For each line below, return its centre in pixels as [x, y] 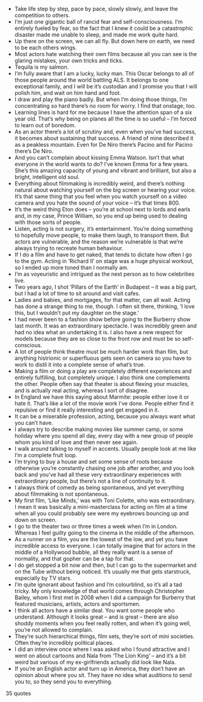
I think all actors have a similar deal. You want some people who [95, 610]
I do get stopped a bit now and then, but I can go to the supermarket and [105, 565]
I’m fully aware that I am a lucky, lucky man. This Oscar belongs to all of [104, 73]
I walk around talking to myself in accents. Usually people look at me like [105, 449]
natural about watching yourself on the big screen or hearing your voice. [105, 190]
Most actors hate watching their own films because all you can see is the [105, 54]
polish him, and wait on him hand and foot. [68, 93]
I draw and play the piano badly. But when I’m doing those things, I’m [101, 99]
